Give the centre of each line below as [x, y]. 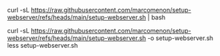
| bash [156, 17]
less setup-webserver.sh [43, 45]
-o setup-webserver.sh [180, 38]
